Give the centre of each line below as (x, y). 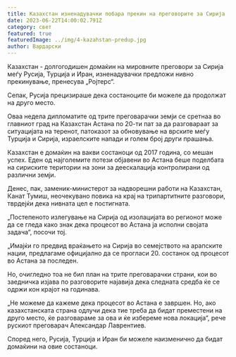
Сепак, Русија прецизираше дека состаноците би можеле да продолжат (117, 95)
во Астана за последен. (43, 261)
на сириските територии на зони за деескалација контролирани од (108, 167)
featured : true (30, 33)
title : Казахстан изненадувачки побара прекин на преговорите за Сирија (116, 14)
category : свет (30, 27)
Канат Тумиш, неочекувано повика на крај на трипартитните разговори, (116, 196)
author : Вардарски (34, 46)
